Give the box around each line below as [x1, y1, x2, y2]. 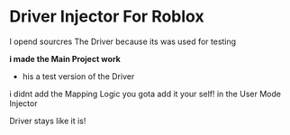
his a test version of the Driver [22, 70, 135, 82]
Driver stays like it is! [9, 115, 86, 126]
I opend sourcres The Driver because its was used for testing [9, 36, 237, 47]
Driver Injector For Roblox [9, 6, 204, 27]
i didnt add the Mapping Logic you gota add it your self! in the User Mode [9, 88, 282, 99]
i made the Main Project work [9, 53, 122, 64]
